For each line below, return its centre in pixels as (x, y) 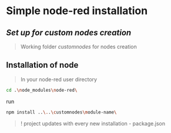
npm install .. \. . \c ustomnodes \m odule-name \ (61, 112)
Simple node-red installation (77, 11)
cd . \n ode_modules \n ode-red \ (42, 90)
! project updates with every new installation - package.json (93, 123)
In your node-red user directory (59, 79)
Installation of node (42, 65)
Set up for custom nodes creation (69, 33)
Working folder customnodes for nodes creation (78, 46)
